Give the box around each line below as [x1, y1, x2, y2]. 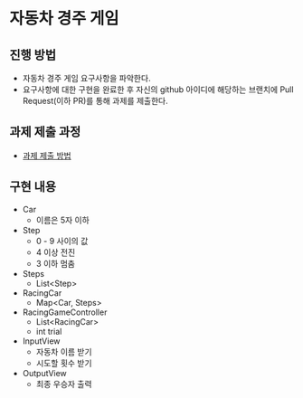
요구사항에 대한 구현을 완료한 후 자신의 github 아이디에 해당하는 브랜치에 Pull [22, 84, 294, 95]
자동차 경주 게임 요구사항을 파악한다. [22, 73, 151, 83]
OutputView [22, 367, 68, 378]
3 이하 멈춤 [35, 258, 75, 269]
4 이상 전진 [35, 246, 76, 258]
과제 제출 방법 [22, 150, 71, 161]
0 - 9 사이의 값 [35, 235, 89, 246]
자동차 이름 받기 [35, 346, 92, 357]
